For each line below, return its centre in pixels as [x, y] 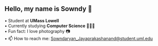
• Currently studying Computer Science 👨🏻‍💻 [50, 26]
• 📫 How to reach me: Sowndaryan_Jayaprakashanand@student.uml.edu [79, 38]
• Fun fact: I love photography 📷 [37, 31]
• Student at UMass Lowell [32, 20]
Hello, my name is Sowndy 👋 [48, 9]
